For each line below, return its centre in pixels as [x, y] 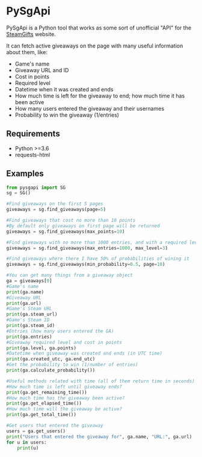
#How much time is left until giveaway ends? [64, 387]
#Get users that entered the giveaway [55, 426]
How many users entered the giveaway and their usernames [90, 108]
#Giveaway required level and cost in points [64, 342]
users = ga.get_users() [36, 431]
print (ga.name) [25, 292]
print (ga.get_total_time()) [41, 415]
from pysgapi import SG [36, 188]
